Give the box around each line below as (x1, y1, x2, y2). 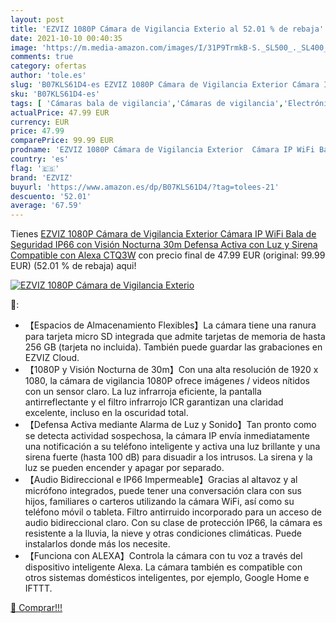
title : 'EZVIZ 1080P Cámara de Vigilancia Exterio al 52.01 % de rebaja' (10, 24, 325, 34)
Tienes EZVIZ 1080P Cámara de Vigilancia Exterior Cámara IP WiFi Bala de (10, 228, 317, 240)
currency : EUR (10, 117, 70, 127)
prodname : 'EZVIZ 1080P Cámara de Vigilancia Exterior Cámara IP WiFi (10, 145, 315, 155)
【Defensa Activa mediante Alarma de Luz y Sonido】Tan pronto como (24, 419, 317, 431)
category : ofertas (10, 61, 87, 71)
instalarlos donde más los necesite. (24, 538, 171, 550)
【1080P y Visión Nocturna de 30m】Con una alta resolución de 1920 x (24, 364, 319, 376)
